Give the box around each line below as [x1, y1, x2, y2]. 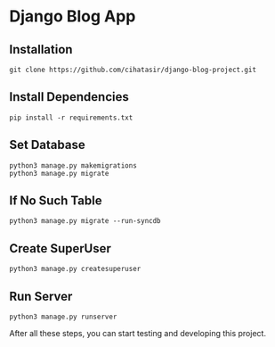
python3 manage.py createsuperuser [9, 265, 142, 274]
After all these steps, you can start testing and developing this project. [9, 328, 267, 339]
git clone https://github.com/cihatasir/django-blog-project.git [9, 65, 256, 74]
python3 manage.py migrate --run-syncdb [9, 217, 162, 226]
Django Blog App [9, 6, 136, 27]
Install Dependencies [9, 89, 129, 104]
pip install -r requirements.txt [9, 113, 133, 122]
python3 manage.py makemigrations [9, 161, 138, 170]
